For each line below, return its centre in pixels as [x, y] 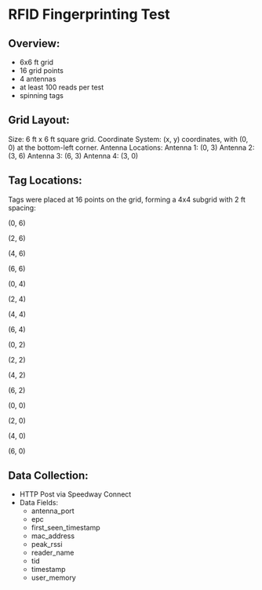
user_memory [53, 577]
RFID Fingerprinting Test [89, 15]
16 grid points [42, 71]
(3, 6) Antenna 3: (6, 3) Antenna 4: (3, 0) [73, 155]
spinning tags [42, 95]
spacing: [22, 208]
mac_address [53, 536]
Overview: [34, 44]
